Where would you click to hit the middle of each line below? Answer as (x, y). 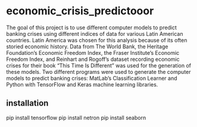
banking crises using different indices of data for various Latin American (95, 33)
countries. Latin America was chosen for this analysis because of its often (97, 40)
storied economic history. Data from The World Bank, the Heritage (87, 47)
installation (27, 103)
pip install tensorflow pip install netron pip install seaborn (76, 117)
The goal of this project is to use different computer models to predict (92, 27)
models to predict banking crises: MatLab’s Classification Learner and (92, 78)
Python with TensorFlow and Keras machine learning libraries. (82, 84)
